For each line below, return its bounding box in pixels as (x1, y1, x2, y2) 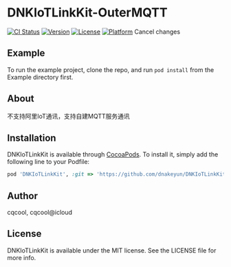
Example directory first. (7, 73, 74, 81)
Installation (7, 132, 56, 143)
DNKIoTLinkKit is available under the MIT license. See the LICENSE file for (7, 246, 217, 255)
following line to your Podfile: (7, 158, 90, 166)
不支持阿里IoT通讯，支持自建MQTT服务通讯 (7, 112, 131, 120)
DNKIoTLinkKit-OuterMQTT (7, 5, 168, 21)
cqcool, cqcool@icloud (7, 208, 73, 217)
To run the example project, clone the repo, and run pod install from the (7, 65, 214, 73)
